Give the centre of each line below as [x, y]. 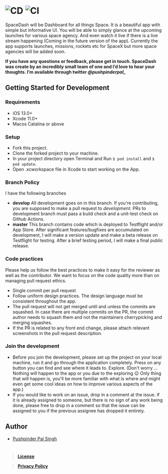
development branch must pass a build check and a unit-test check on [85, 214]
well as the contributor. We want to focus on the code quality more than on [82, 275]
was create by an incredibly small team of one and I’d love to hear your [80, 66]
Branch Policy [23, 182]
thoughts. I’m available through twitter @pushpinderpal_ [66, 72]
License [26, 456]
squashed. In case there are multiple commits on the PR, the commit [83, 312]
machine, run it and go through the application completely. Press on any [87, 362]
